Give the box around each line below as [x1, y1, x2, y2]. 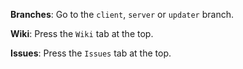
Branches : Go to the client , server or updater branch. [10, 9, 235, 20]
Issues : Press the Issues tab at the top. [10, 47, 172, 59]
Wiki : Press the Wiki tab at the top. [10, 28, 154, 39]
